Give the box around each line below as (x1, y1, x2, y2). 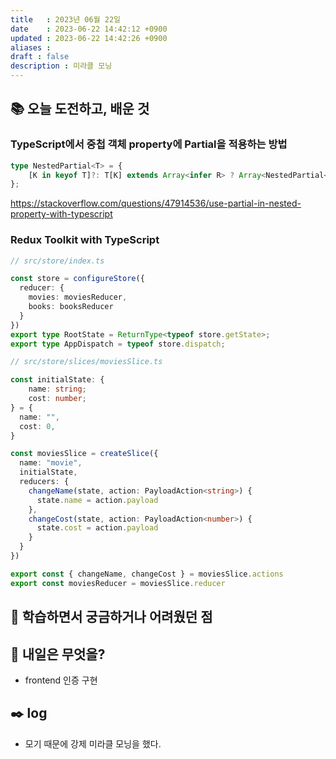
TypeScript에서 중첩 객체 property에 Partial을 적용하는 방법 (10, 137, 288, 151)
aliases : (10, 42, 52, 53)
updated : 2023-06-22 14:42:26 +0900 (10, 33, 168, 43)
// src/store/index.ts (10, 256, 105, 266)
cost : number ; (28, 394, 87, 404)
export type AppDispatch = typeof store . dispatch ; (10, 339, 226, 349)
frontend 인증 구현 (24, 674, 98, 686)
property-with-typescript (10, 208, 113, 220)
